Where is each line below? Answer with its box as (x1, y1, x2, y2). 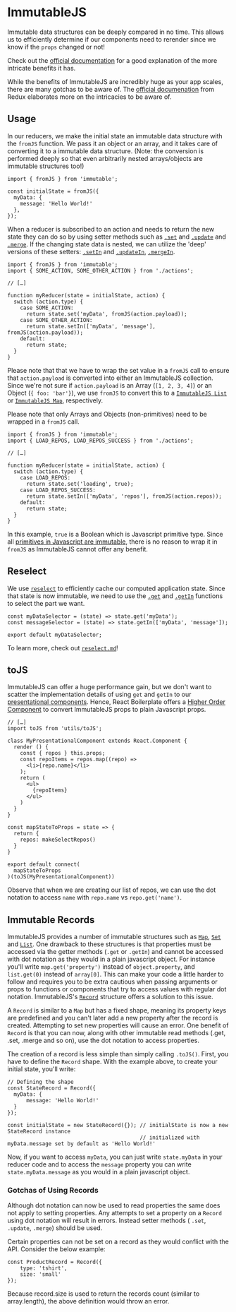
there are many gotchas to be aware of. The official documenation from (7, 85, 215, 93)
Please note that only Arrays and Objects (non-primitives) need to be (7, 410, 208, 418)
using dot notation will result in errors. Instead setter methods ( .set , (7, 1216, 206, 1225)
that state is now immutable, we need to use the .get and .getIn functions (7, 591, 223, 600)
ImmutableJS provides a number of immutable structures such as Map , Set (7, 933, 221, 941)
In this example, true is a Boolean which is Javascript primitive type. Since (7, 530, 223, 538)
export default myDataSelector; (7, 631, 102, 638)
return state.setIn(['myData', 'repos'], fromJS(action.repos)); (25, 492, 222, 500)
